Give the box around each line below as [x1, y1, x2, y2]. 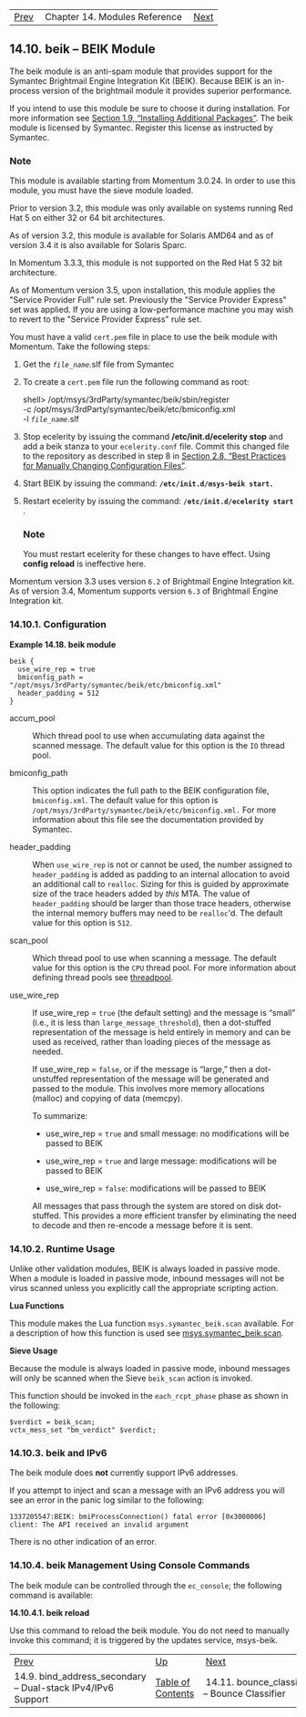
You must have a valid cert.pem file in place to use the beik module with [9, 332, 278, 343]
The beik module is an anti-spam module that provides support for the [9, 66, 273, 77]
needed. [32, 1046, 64, 1057]
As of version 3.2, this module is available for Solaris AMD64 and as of [9, 230, 274, 241]
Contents [155, 1687, 195, 1700]
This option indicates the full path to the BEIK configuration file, [32, 784, 270, 796]
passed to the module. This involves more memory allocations [32, 1082, 266, 1093]
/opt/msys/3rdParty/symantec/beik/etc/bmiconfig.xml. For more [32, 804, 277, 815]
